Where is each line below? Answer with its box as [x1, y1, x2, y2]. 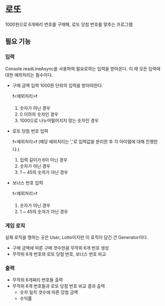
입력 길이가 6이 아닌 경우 [19, 157, 68, 163]
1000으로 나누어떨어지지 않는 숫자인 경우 [19, 117, 99, 123]
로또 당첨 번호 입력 [12, 128, 49, 134]
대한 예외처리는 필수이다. [5, 72, 53, 78]
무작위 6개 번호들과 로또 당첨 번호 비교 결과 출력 [12, 283, 105, 289]
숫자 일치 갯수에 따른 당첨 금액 [19, 289, 78, 295]
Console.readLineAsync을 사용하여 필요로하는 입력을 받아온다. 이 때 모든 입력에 [5, 65, 161, 71]
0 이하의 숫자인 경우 [19, 111, 58, 117]
